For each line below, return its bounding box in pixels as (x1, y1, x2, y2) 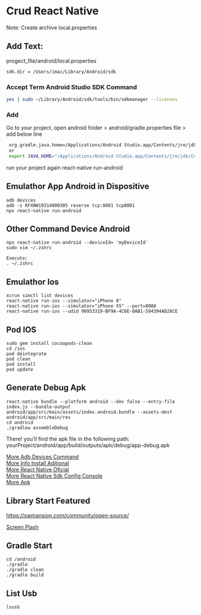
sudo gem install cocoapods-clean (6, 340, 93, 346)
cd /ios (6, 345, 26, 351)
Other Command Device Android (6, 224, 130, 234)
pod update (6, 366, 33, 372)
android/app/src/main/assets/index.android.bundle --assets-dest (6, 409, 172, 415)
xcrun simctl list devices (6, 293, 74, 299)
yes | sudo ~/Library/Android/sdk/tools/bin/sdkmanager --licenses (6, 96, 178, 102)
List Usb (6, 588, 38, 598)
